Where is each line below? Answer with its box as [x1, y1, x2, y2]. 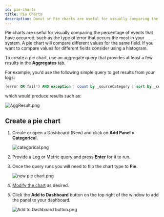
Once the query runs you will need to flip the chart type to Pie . [12, 164, 138, 169]
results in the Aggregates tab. [5, 60, 66, 66]
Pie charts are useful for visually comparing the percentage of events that [5, 30, 153, 36]
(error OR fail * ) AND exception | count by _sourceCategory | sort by [5, 84, 152, 89]
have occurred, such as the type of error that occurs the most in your [5, 35, 144, 41]
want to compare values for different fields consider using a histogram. [5, 45, 148, 51]
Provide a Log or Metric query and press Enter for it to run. [12, 154, 131, 160]
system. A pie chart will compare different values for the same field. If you [5, 40, 154, 46]
